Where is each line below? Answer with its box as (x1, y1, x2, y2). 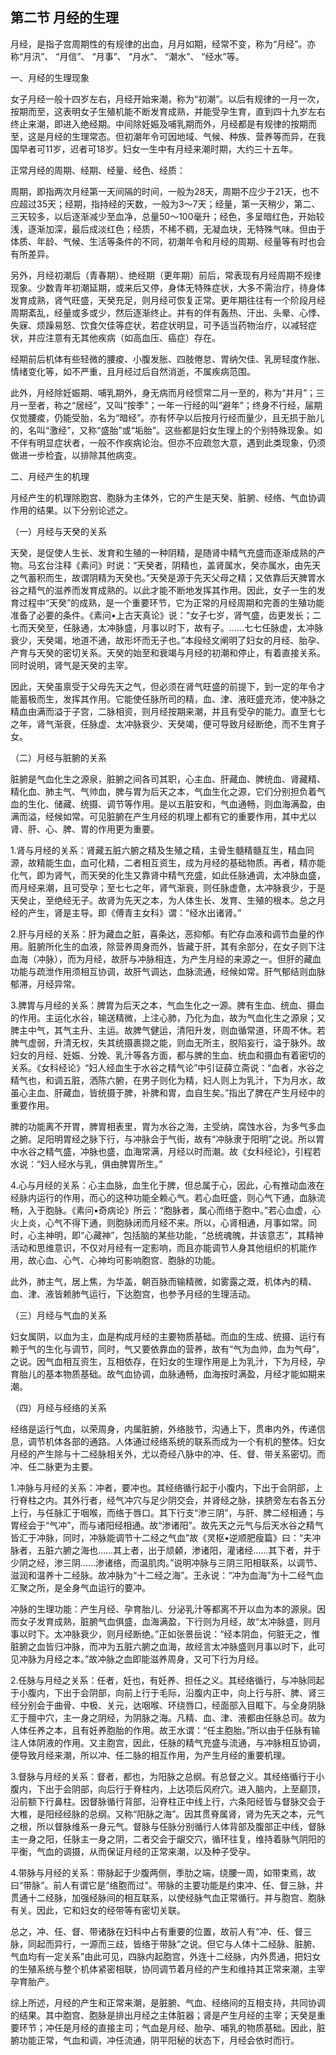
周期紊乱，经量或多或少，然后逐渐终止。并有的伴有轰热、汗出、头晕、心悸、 (10, 306, 326, 318)
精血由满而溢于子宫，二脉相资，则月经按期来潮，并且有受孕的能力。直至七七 (10, 705, 326, 717)
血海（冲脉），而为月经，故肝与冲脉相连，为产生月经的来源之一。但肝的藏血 (10, 953, 322, 965)
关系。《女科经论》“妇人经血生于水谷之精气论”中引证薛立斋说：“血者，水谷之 (10, 1061, 325, 1073)
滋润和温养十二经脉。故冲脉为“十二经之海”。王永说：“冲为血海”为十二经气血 (10, 1569, 324, 1581)
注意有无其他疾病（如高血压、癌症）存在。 (44, 331, 221, 343)
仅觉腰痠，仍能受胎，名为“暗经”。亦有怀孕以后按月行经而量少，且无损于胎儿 (10, 411, 325, 423)
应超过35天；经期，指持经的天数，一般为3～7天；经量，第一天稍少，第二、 (10, 198, 321, 210)
